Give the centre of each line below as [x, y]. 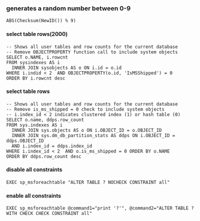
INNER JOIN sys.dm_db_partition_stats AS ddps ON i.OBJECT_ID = [93, 135]
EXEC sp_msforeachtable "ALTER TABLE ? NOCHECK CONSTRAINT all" [88, 182]
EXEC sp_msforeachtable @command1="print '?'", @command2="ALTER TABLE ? [100, 208]
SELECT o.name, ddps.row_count [45, 120]
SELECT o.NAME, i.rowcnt [37, 57]
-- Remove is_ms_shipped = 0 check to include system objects [85, 109]
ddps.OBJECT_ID [25, 141]
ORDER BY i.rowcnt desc [36, 78]
